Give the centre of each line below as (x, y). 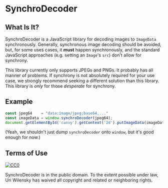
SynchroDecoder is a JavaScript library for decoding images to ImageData (81, 39)
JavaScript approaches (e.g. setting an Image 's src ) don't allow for (73, 55)
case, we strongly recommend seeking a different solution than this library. (82, 81)
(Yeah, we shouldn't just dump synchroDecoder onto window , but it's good (79, 132)
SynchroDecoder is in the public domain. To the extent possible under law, (82, 175)
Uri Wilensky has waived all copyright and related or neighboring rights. (79, 180)
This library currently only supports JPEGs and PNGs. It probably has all (79, 70)
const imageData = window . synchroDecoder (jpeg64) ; (59, 118)
